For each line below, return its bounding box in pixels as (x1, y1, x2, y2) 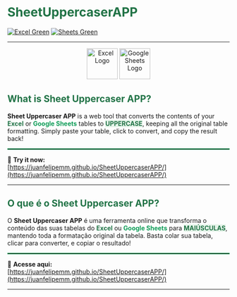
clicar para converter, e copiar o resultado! (7, 238, 132, 247)
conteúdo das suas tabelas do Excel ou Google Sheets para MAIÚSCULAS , (7, 224, 228, 232)
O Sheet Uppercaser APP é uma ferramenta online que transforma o (7, 216, 207, 224)
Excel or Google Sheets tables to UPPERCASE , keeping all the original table (7, 119, 228, 128)
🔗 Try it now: (7, 155, 46, 164)
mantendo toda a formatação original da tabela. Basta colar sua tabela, (7, 231, 213, 240)
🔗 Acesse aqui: (7, 260, 53, 268)
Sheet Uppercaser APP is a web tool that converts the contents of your (7, 111, 215, 120)
